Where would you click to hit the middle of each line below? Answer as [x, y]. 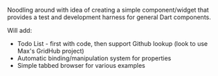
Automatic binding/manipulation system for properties [94, 58]
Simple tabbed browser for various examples [81, 65]
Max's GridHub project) [51, 51]
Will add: [20, 30]
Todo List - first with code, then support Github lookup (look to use [112, 43]
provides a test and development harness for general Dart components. [109, 17]
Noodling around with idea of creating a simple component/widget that [108, 10]
